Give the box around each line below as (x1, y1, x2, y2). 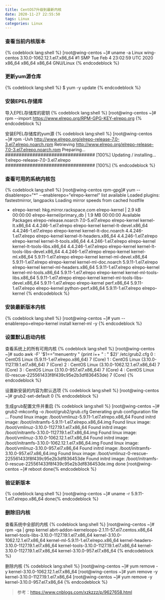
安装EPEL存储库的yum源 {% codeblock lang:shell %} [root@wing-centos (5, 131, 152, 137)
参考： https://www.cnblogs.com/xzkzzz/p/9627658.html (17, 589, 133, 595)
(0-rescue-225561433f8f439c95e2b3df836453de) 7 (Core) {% (5, 372, 134, 378)
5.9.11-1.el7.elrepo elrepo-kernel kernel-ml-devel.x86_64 (34, 254, 148, 260)
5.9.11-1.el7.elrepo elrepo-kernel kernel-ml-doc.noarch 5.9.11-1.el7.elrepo (12, 259, 158, 265)
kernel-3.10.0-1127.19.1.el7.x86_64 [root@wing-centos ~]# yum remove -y (5, 573, 153, 580)
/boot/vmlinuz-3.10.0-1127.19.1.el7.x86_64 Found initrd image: (5, 425, 128, 430)
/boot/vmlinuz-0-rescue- (97, 451, 148, 457)
